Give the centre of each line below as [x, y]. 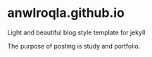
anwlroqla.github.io [66, 13]
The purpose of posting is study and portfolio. [74, 46]
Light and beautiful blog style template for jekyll [76, 32]
